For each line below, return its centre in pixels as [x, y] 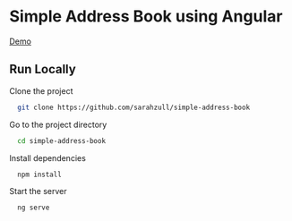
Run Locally [43, 69]
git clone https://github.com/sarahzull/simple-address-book [134, 107]
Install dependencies [48, 157]
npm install [40, 174]
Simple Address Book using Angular [146, 17]
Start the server [38, 191]
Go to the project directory [58, 124]
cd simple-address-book [61, 140]
